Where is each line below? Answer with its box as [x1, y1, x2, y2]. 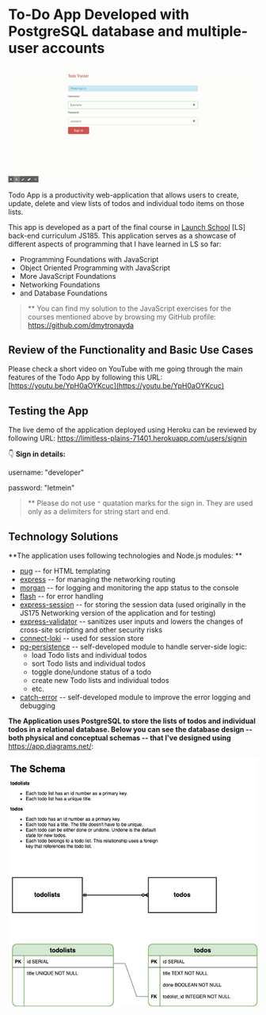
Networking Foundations [19, 280, 101, 289]
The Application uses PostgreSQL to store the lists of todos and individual [8, 716, 256, 726]
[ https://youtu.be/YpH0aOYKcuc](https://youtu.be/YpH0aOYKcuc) [8, 381, 225, 391]
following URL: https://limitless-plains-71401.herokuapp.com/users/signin [8, 433, 247, 443]
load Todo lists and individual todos [31, 651, 147, 660]
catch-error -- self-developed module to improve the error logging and [19, 693, 251, 702]
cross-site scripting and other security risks [19, 625, 163, 635]
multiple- [186, 22, 248, 40]
